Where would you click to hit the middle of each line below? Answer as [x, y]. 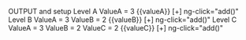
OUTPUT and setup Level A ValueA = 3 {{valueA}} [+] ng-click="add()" [123, 11]
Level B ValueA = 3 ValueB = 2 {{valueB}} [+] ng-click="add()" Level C [123, 20]
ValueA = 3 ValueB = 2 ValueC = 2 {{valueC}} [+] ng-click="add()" [116, 28]
